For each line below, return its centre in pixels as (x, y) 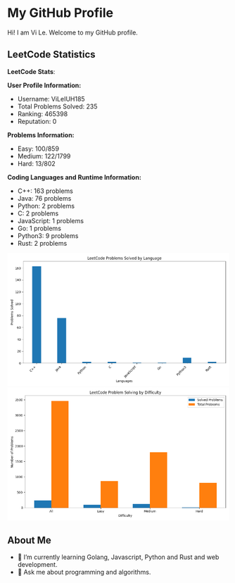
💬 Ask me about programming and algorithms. (84, 572)
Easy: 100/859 (38, 149)
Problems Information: (41, 134)
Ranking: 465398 (43, 113)
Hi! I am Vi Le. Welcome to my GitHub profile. (73, 32)
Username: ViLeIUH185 (51, 99)
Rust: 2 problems (42, 243)
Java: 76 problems (44, 198)
